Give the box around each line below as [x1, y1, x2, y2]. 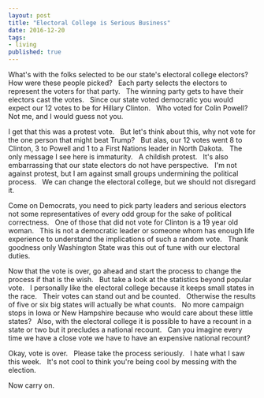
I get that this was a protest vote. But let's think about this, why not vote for [8, 127, 256, 136]
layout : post [8, 11, 51, 20]
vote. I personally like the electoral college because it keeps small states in [8, 283, 255, 292]
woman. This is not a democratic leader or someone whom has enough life [8, 226, 255, 235]
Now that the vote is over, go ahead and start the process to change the [8, 266, 242, 276]
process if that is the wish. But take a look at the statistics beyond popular [8, 275, 252, 284]
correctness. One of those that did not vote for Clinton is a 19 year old [8, 218, 239, 227]
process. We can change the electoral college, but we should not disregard [8, 177, 256, 186]
